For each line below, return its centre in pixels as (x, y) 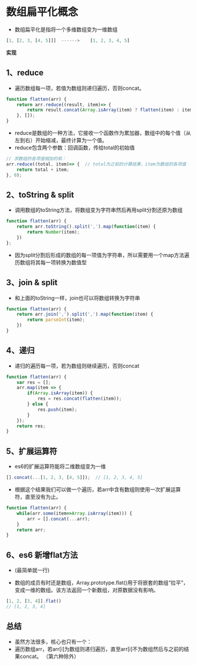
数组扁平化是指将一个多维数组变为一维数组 (66, 29)
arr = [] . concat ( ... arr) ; (59, 519)
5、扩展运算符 (32, 451)
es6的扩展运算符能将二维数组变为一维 (60, 467)
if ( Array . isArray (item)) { (60, 393)
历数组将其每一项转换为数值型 (50, 262)
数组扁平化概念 (42, 12)
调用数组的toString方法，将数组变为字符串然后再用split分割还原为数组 (98, 210)
